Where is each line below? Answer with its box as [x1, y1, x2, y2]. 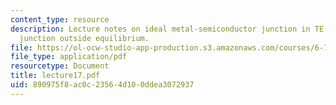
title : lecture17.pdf [10, 71, 101, 81]
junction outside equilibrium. [19, 33, 150, 43]
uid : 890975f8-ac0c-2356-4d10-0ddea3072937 [10, 80, 195, 90]
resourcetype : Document [10, 61, 110, 71]
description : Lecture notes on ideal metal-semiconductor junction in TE [10, 24, 325, 34]
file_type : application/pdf [10, 52, 128, 62]
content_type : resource [10, 14, 110, 25]
